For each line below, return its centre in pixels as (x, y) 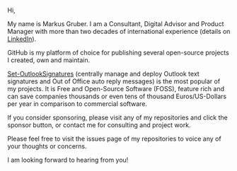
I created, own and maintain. (49, 60)
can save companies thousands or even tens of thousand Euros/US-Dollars (117, 96)
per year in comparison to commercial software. (77, 104)
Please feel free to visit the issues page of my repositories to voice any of (114, 138)
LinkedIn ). (22, 39)
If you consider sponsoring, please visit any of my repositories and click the (117, 117)
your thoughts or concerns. (47, 146)
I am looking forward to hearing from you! (68, 160)
